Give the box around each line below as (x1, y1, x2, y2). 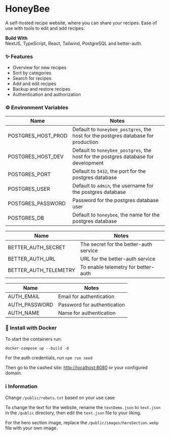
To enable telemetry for (80, 263, 136, 270)
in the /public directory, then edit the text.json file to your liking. (5, 410, 142, 416)
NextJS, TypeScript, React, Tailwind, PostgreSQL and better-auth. (5, 40, 143, 46)
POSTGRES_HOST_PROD (8, 132, 68, 139)
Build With (5, 35, 28, 41)
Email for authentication (58, 293, 115, 300)
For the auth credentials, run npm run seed (5, 354, 93, 361)
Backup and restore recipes (12, 86, 71, 92)
